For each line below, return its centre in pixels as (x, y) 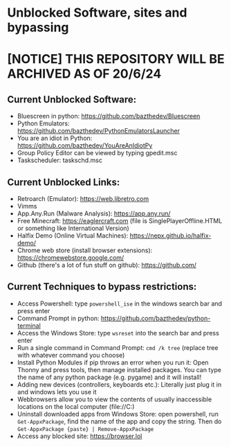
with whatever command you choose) (71, 355)
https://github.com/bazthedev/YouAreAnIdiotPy (85, 146)
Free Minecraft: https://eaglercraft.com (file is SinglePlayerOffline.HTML (120, 221)
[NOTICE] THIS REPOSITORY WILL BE (116, 59)
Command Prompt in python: (58, 318)
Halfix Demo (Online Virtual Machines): (73, 236)
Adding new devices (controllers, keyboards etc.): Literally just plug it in (119, 384)
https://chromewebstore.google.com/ (71, 257)
